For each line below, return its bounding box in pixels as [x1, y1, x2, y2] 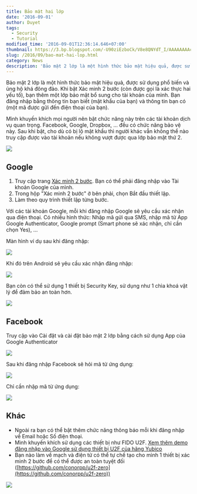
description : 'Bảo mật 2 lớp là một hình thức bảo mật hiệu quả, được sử [6, 63, 191, 69]
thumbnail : [6, 47, 33, 53]
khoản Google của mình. [14, 184, 74, 191]
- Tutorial [11, 36, 38, 42]
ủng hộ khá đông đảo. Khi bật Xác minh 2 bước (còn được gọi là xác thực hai [6, 86, 191, 93]
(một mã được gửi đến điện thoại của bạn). [6, 104, 110, 111]
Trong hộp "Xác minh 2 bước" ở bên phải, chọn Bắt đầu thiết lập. [14, 190, 171, 197]
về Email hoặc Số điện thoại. [14, 432, 84, 440]
